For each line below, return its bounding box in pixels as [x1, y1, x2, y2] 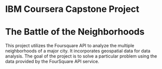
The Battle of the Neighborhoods [5, 26, 144, 38]
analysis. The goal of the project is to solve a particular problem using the [5, 53, 157, 59]
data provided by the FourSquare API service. [5, 59, 99, 65]
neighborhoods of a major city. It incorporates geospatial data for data [5, 48, 150, 54]
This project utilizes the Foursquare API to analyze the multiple [5, 43, 134, 49]
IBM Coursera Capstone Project [5, 3, 139, 15]
